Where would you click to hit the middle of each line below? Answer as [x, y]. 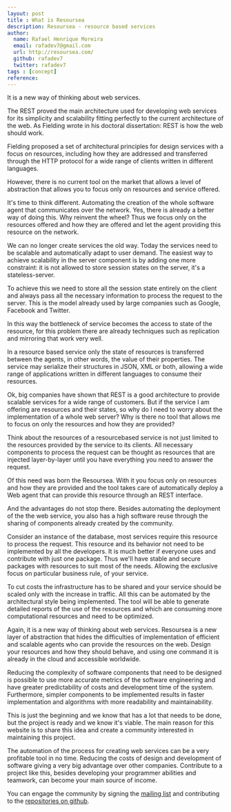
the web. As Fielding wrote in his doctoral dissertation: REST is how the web [115, 126]
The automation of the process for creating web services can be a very [108, 751]
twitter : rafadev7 [40, 65]
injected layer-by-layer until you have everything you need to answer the [110, 460]
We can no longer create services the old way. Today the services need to [113, 246]
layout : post [26, 13]
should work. [26, 133]
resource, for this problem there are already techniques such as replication [113, 331]
